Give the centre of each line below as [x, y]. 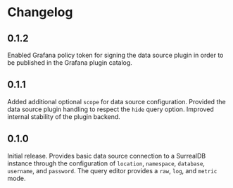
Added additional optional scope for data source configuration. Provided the [117, 101]
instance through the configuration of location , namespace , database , [106, 163]
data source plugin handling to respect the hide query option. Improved [111, 109]
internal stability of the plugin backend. [64, 116]
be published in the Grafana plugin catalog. [70, 63]
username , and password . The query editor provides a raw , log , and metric [112, 170]
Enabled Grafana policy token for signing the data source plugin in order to [115, 55]
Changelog [40, 12]
